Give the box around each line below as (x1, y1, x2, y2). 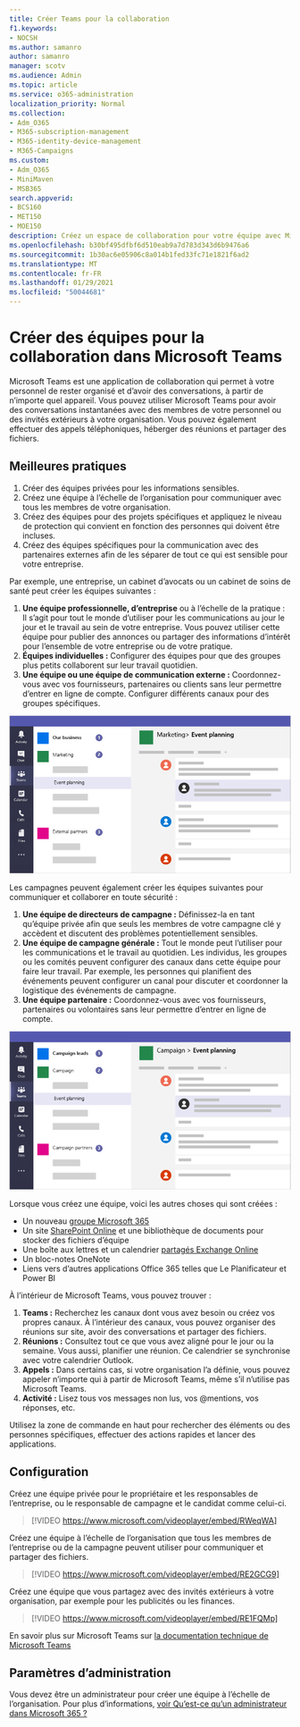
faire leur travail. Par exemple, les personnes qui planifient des (21, 966, 252, 977)
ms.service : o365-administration (9, 89, 134, 98)
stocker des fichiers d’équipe (21, 1234, 129, 1245)
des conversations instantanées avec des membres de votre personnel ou (9, 404, 282, 415)
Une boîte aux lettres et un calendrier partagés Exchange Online (21, 1243, 259, 1255)
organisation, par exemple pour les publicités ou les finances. (9, 1596, 235, 1606)
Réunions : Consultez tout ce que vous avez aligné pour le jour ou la (21, 1335, 274, 1346)
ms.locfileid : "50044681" (9, 288, 105, 297)
